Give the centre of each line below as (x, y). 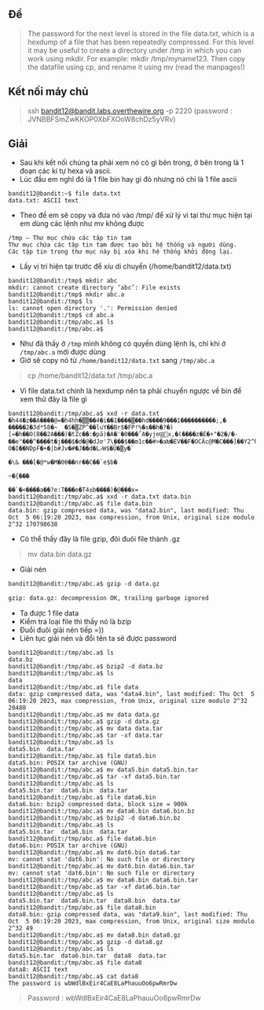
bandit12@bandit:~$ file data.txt (65, 194)
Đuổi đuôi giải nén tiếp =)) (62, 630)
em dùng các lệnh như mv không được (82, 224)
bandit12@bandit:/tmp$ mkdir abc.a (66, 295)
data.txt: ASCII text (44, 201)
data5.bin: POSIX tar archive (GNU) (68, 763)
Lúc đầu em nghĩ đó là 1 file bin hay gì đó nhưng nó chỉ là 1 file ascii (128, 179)
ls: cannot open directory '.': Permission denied (93, 309)
